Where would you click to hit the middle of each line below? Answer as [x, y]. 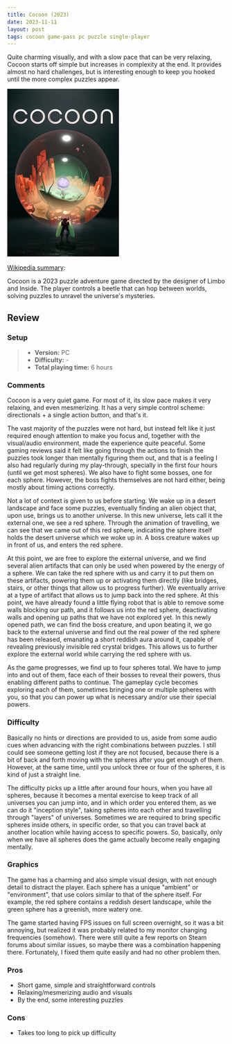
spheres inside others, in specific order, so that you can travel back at [107, 824]
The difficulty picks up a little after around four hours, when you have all [110, 788]
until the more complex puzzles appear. [63, 79]
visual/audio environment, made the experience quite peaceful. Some [106, 443]
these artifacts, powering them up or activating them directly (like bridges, [113, 581]
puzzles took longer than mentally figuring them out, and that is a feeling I [113, 458]
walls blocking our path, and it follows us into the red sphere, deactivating [113, 610]
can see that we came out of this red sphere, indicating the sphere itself [110, 530]
